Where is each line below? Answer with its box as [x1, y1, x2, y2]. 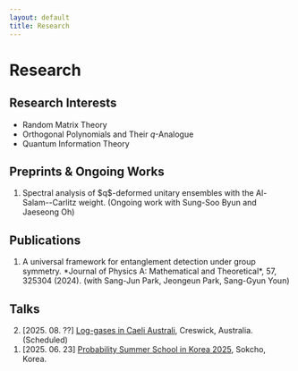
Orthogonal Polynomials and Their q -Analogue [21, 129, 194, 139]
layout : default [9, 13, 70, 22]
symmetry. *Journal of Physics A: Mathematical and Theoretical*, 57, [21, 266, 277, 277]
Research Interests [9, 96, 117, 111]
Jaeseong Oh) [21, 207, 75, 217]
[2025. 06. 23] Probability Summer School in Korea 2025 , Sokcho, [21, 343, 267, 354]
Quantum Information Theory [21, 138, 130, 148]
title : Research [9, 21, 70, 30]
